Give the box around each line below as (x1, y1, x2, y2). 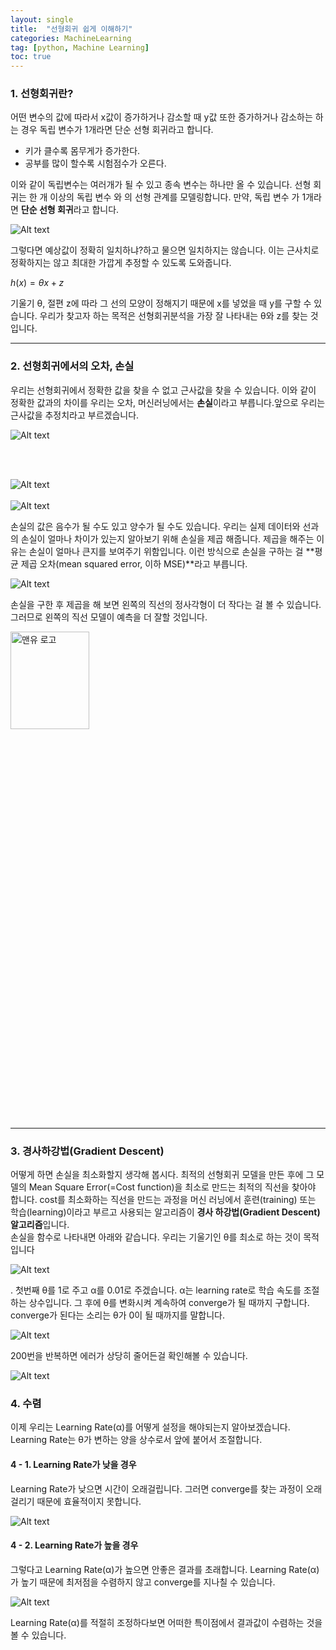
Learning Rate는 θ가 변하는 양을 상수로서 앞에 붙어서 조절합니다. (10, 1434, 263, 1446)
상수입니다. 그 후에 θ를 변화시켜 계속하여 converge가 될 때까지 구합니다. (28, 1297, 310, 1309)
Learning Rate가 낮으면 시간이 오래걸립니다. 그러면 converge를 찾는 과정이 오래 (10, 1482, 323, 1495)
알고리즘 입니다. (10, 1219, 70, 1231)
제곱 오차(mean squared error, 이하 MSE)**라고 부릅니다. (20, 557, 248, 570)
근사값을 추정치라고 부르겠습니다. (10, 409, 140, 421)
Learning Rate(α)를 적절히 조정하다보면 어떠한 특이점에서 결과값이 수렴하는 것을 (10, 1616, 323, 1628)
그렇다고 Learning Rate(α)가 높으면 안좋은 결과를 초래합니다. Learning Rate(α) (10, 1563, 320, 1575)
